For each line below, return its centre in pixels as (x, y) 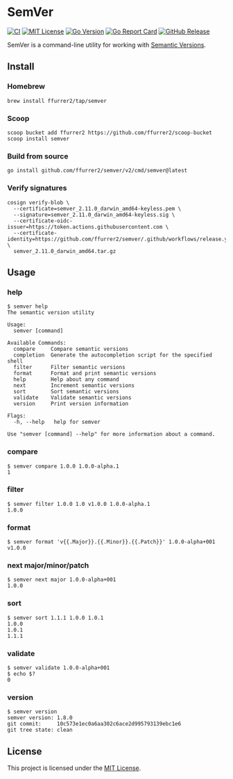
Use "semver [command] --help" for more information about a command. (111, 434)
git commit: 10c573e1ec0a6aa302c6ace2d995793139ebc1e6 (94, 724)
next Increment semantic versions (74, 386)
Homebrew (26, 86)
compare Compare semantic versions (71, 349)
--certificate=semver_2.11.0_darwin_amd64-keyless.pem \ (97, 208)
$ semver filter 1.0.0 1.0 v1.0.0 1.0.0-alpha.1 (79, 504)
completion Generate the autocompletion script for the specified (113, 355)
